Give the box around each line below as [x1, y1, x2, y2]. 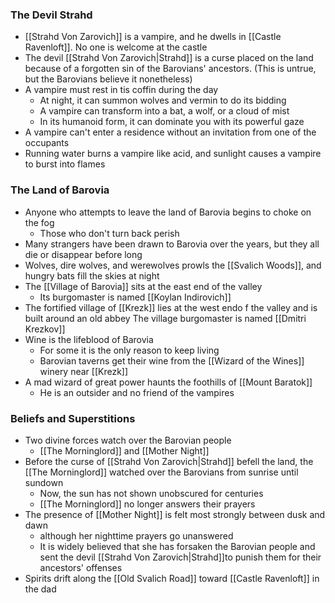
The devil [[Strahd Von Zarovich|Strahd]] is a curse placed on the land [24, 52, 314, 64]
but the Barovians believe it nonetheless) [24, 73, 193, 85]
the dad [24, 583, 57, 595]
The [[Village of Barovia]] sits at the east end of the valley [24, 280, 263, 292]
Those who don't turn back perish [39, 227, 180, 239]
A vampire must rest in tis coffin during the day [24, 84, 219, 96]
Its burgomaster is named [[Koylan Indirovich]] [39, 291, 232, 303]
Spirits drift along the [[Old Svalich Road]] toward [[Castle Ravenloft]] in [24, 572, 320, 584]
